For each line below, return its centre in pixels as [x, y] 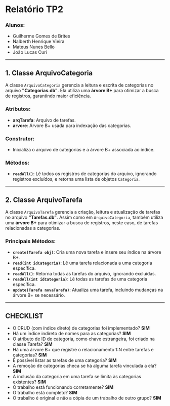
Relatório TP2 [34, 9]
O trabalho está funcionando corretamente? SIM [63, 387]
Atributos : [18, 109]
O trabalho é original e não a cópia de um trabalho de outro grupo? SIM [87, 398]
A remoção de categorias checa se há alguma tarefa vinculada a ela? [84, 366]
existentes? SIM [29, 382]
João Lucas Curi [30, 52]
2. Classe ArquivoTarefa [44, 200]
